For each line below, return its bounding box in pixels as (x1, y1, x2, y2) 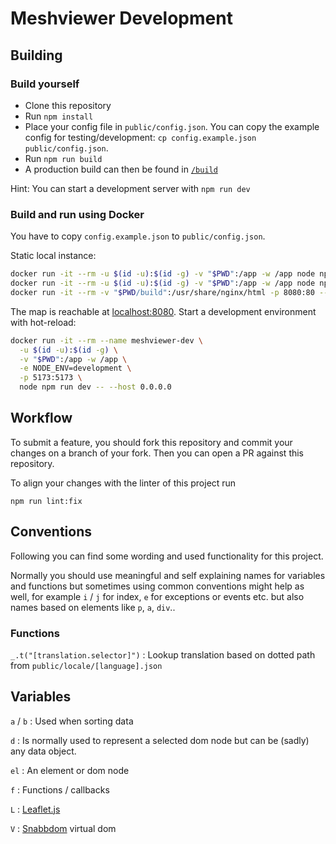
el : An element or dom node (10, 764, 130, 776)
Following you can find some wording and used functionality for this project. (10, 550, 324, 562)
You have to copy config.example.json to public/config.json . (10, 230, 266, 242)
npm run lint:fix (10, 496, 83, 506)
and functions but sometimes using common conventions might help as (10, 580, 305, 592)
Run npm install (24, 110, 94, 122)
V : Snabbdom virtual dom (10, 822, 117, 834)
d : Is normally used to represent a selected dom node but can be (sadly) (10, 734, 310, 746)
